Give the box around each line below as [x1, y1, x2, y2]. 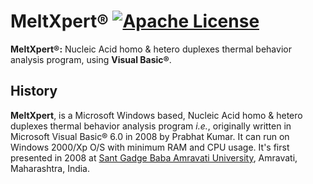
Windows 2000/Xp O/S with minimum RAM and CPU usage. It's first [10, 141, 290, 153]
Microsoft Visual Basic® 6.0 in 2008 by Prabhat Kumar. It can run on [10, 130, 290, 142]
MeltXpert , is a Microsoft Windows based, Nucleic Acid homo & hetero [10, 109, 303, 121]
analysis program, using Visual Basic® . [10, 53, 172, 65]
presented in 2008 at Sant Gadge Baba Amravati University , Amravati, [10, 151, 298, 164]
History [10, 83, 58, 100]
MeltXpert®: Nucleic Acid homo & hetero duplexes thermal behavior [10, 43, 292, 55]
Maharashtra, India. [10, 162, 91, 174]
